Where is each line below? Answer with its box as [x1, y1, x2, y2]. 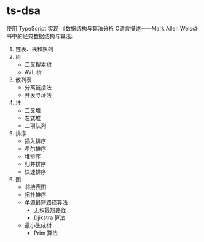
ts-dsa [6, 4, 41, 18]
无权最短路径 [33, 206, 66, 213]
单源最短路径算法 [24, 199, 68, 206]
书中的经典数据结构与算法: [6, 32, 73, 40]
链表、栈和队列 [15, 45, 53, 53]
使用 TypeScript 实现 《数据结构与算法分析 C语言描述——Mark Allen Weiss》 [6, 25, 198, 32]
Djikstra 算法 [33, 214, 66, 221]
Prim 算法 [33, 229, 58, 236]
